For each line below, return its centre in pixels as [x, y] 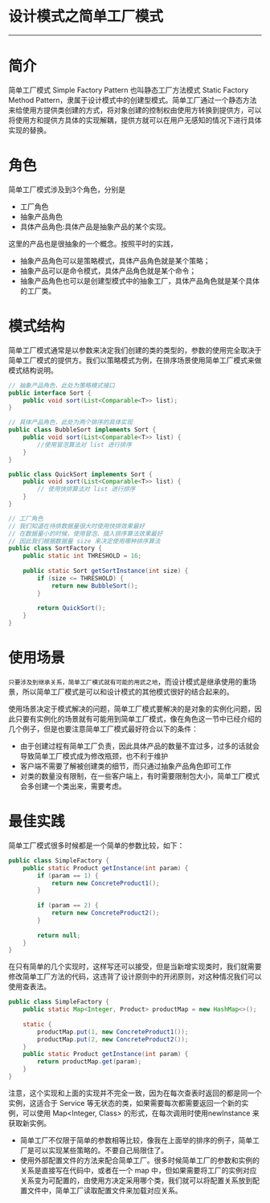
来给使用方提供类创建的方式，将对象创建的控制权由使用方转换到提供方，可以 [135, 110]
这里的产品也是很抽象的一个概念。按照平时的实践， [93, 243]
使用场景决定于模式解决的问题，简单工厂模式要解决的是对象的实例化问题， [131, 709]
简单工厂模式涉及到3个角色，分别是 [67, 189]
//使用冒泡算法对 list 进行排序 [85, 444]
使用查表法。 [29, 987]
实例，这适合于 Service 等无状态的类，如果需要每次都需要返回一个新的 [125, 1103]
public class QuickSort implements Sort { [80, 474]
